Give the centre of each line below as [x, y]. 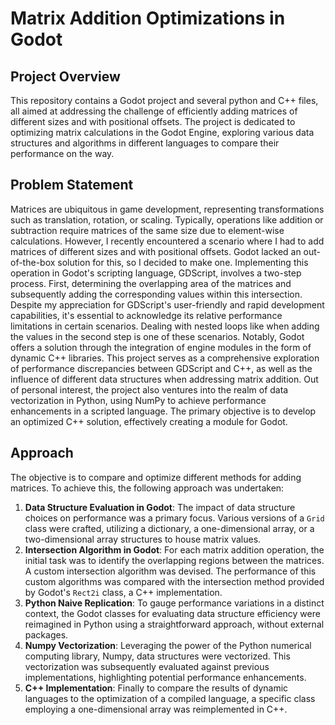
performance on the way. [62, 153]
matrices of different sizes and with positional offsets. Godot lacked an [156, 251]
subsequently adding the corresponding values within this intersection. [156, 294]
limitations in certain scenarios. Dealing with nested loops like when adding [165, 326]
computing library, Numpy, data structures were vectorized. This [157, 656]
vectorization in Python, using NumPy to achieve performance [138, 400]
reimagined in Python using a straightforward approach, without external [174, 624]
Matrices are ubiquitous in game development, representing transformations [167, 209]
